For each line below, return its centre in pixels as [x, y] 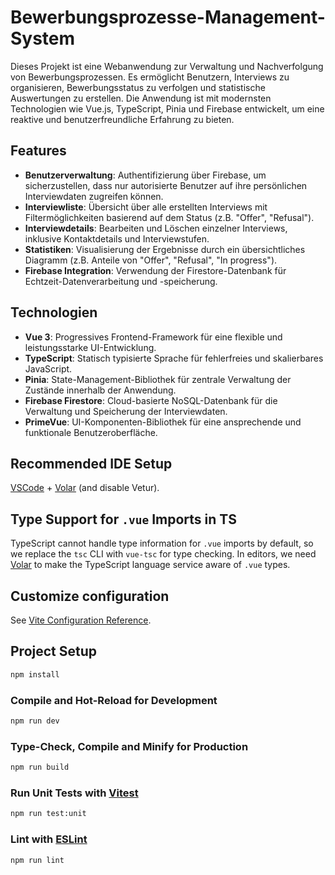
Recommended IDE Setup [91, 463]
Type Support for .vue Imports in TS [123, 519]
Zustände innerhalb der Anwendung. [100, 390]
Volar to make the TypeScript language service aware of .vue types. [150, 565]
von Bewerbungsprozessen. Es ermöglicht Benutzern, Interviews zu [150, 77]
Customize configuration [90, 596]
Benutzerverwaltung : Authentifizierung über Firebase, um [145, 175]
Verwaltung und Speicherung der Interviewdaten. [126, 411]
